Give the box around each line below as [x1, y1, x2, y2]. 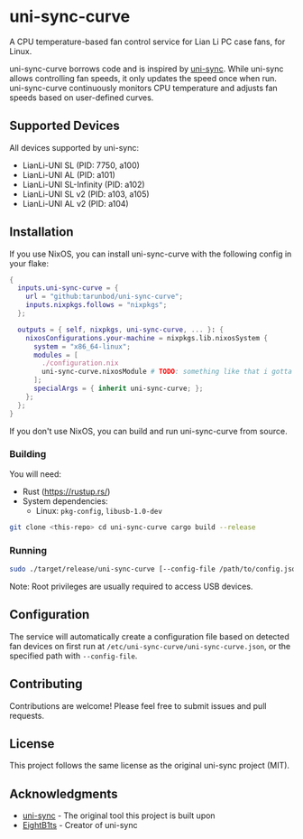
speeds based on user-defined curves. [9, 92, 154, 103]
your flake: [9, 257, 50, 268]
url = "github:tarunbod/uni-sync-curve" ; [25, 292, 183, 302]
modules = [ [32, 350, 78, 359]
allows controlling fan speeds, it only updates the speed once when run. [9, 72, 277, 83]
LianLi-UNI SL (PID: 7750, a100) [22, 160, 140, 171]
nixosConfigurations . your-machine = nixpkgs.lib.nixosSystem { [25, 333, 269, 342]
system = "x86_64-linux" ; [32, 341, 131, 351]
